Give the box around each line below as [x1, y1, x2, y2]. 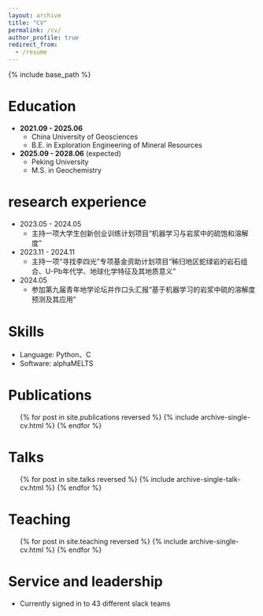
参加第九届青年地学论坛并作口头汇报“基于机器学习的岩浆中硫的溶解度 [31, 285, 256, 294]
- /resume [15, 48, 47, 56]
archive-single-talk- [176, 474, 241, 483]
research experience [8, 193, 147, 211]
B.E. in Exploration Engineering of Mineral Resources [31, 140, 202, 150]
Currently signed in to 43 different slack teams [19, 599, 171, 608]
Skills [8, 323, 45, 341]
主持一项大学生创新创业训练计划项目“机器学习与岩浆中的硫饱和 [31, 228, 235, 237]
